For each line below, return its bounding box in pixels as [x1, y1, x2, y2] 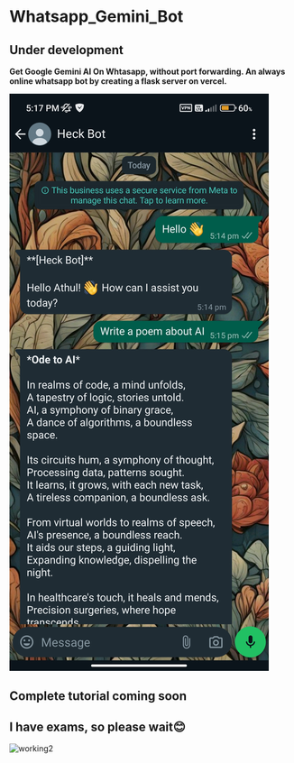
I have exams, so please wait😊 [9, 719, 187, 734]
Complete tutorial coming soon [9, 688, 188, 704]
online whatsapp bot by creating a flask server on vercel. [9, 76, 227, 87]
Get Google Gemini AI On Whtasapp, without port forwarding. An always [9, 66, 286, 77]
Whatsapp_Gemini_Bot [9, 6, 184, 27]
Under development [9, 42, 124, 58]
